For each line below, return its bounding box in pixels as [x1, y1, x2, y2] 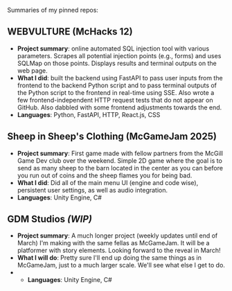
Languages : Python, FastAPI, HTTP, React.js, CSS [17, 110, 161, 118]
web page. [17, 66, 48, 75]
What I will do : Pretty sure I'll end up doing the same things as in [17, 254, 202, 262]
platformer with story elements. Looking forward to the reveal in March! [17, 246, 221, 255]
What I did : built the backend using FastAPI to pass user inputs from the [17, 73, 223, 82]
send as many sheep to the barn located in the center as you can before [17, 164, 224, 172]
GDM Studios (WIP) [7, 213, 92, 225]
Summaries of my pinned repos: [7, 6, 99, 14]
